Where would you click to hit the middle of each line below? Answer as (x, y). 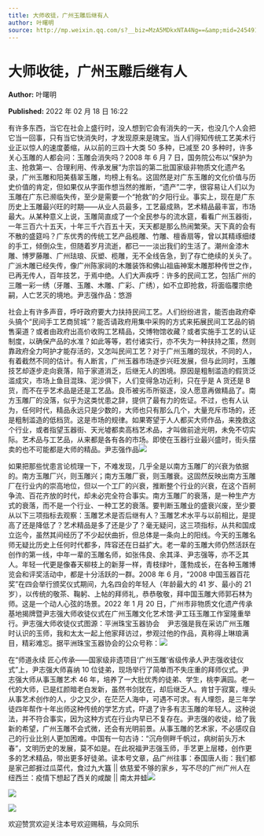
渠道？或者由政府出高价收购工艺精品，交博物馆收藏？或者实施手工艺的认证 (135, 332)
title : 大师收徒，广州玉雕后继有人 (59, 15)
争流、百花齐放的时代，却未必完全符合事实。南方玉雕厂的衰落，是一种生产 (128, 495)
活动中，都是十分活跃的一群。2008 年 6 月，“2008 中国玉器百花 (146, 574)
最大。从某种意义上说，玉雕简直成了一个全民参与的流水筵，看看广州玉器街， (132, 216)
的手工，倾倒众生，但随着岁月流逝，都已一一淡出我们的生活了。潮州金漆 (125, 246)
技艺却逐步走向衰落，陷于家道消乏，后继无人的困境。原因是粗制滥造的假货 (128, 371)
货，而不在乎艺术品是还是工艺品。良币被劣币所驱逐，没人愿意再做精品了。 (128, 391)
